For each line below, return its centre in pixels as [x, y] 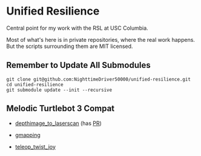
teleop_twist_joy [35, 146]
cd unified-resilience [35, 84]
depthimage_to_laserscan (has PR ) [58, 123]
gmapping [28, 135]
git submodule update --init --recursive [59, 90]
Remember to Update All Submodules [78, 65]
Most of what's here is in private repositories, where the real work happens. [101, 39]
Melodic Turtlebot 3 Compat [61, 108]
